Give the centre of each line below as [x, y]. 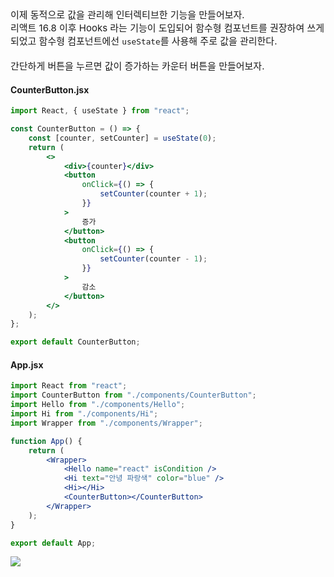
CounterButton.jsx [50, 89]
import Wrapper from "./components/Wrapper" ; [106, 423]
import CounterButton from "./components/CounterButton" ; [133, 395]
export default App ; [53, 543]
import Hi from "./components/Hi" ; [84, 414]
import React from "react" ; [69, 386]
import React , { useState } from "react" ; [100, 111]
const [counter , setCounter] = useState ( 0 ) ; [122, 138]
